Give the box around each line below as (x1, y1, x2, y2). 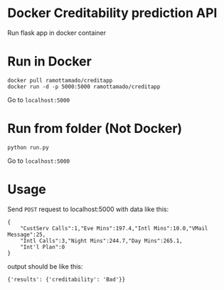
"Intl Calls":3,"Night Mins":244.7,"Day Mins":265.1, (20, 237, 183, 245)
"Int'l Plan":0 (20, 243, 65, 250)
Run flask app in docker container (7, 28, 107, 37)
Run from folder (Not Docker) (7, 121, 183, 136)
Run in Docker (7, 53, 92, 70)
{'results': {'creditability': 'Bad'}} (7, 276, 126, 283)
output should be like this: (7, 262, 83, 271)
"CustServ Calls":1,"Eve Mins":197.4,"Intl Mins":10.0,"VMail (20, 225, 208, 232)
